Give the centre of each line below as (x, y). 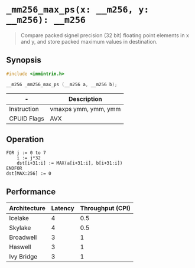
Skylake (20, 228)
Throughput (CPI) (105, 208)
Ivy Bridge (23, 257)
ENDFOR (14, 169)
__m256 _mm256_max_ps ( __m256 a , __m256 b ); (62, 84)
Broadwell (23, 237)
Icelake (19, 218)
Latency (63, 208)
